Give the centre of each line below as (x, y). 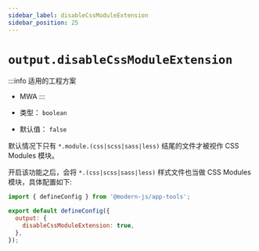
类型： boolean (43, 113)
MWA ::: (32, 97)
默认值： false (43, 129)
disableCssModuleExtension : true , (78, 226)
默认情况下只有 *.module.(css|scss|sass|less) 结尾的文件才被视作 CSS (124, 146)
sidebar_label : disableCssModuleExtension (78, 15)
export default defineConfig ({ (59, 211)
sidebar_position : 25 (43, 23)
